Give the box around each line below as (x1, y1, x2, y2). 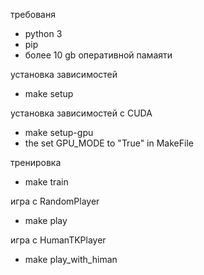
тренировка (10, 157, 62, 168)
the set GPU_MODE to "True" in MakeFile (24, 137, 194, 149)
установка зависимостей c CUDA (10, 107, 153, 119)
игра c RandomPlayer (10, 195, 100, 207)
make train (24, 176, 69, 188)
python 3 (24, 28, 63, 39)
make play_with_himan (24, 254, 118, 265)
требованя (10, 9, 56, 20)
